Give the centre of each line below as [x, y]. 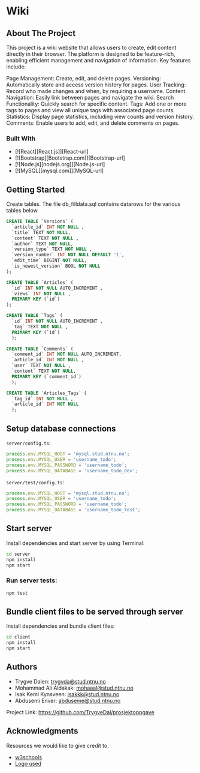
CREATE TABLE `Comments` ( [40, 349]
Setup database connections [61, 428]
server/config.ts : [28, 443]
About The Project [41, 33]
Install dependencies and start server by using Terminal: [75, 543]
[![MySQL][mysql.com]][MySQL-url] [59, 171]
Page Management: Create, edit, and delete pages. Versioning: [84, 78]
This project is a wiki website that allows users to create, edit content [91, 47]
